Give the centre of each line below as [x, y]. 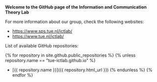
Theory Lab [17, 12]
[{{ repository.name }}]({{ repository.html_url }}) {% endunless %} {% [82, 70]
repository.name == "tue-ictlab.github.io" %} [50, 60]
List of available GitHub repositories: [42, 46]
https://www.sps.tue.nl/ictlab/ [42, 31]
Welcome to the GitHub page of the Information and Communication [76, 7]
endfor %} [23, 75]
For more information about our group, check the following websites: [74, 22]
